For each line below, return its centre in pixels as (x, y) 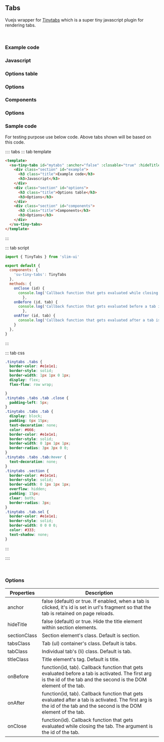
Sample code (21, 126)
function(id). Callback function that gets (87, 720)
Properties (22, 593)
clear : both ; (23, 498)
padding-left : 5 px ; (29, 402)
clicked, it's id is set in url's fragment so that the (96, 607)
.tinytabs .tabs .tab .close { (37, 398)
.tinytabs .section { (27, 471)
